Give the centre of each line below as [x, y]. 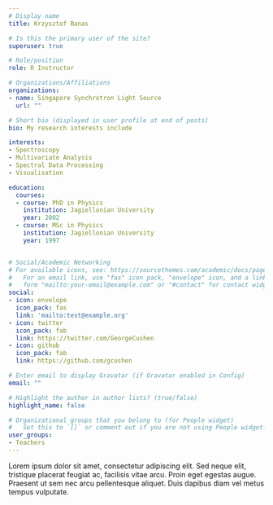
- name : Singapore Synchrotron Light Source [85, 98]
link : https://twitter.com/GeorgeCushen [85, 338]
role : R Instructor [41, 68]
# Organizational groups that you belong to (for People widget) [121, 420]
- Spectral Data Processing [56, 165]
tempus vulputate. [39, 492]
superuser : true [36, 46]
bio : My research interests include [70, 128]
